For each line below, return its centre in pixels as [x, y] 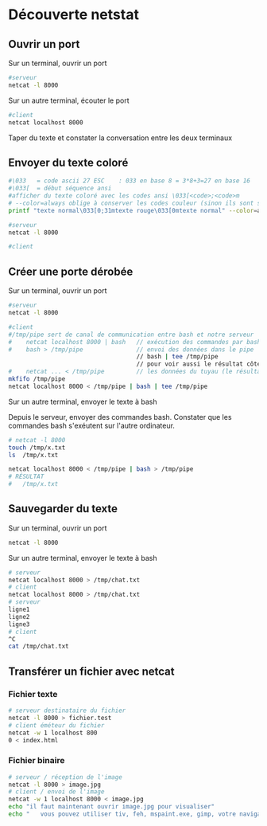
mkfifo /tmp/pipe [37, 379]
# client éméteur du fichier [56, 725]
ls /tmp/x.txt [33, 455]
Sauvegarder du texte [63, 509]
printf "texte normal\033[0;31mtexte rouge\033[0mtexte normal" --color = [133, 210]
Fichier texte [33, 694]
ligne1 [19, 610]
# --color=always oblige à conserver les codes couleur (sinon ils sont [131, 203]
